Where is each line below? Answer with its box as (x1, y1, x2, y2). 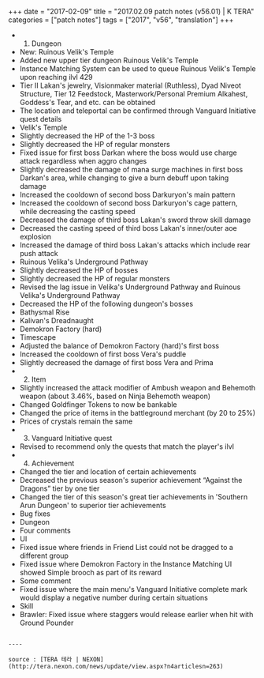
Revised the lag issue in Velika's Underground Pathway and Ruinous (19, 282, 241, 292)
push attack (19, 249, 58, 258)
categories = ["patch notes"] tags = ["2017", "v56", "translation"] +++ (8, 15, 234, 24)
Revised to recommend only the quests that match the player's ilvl (19, 442, 235, 451)
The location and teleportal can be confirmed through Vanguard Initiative (19, 106, 256, 115)
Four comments (19, 525, 71, 535)
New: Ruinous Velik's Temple (19, 47, 114, 56)
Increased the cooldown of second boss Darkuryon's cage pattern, (19, 198, 238, 208)
